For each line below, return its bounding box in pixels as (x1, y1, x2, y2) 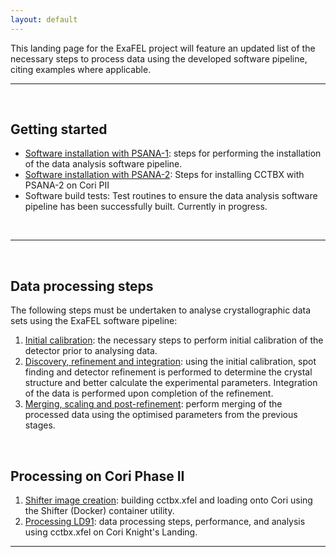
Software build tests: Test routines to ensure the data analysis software (24, 190, 318, 202)
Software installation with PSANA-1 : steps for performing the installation (24, 147, 322, 160)
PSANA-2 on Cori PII (24, 179, 110, 191)
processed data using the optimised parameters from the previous (24, 409, 298, 421)
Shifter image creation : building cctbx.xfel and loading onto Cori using (24, 494, 313, 506)
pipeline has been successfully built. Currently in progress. (24, 201, 268, 213)
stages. (24, 419, 56, 431)
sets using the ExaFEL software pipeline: (10, 315, 178, 327)
